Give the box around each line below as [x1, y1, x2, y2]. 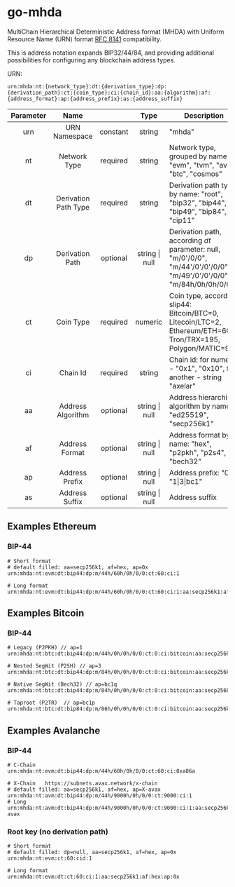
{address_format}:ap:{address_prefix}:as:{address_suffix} [7, 95, 183, 102]
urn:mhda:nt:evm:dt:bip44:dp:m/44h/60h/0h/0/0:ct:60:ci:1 [7, 569, 180, 577]
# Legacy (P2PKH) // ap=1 [7, 644, 83, 651]
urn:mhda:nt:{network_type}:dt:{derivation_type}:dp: [7, 83, 168, 90]
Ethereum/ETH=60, [169, 325, 233, 335]
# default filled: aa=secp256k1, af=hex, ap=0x [7, 564, 149, 571]
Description [184, 110, 224, 120]
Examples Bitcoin [7, 607, 85, 619]
